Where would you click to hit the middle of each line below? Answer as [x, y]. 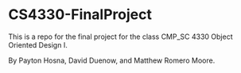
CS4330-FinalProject [80, 15]
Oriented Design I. [38, 44]
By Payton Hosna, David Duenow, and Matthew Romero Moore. [112, 60]
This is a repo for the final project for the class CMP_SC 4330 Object [120, 36]
